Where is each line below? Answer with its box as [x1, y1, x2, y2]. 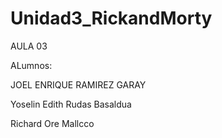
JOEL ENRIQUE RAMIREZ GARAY [10, 78, 147, 91]
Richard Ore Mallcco [10, 117, 95, 129]
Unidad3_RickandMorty [10, 7, 213, 30]
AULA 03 [10, 40, 48, 52]
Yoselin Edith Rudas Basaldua [10, 98, 132, 110]
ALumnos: [10, 59, 53, 71]
